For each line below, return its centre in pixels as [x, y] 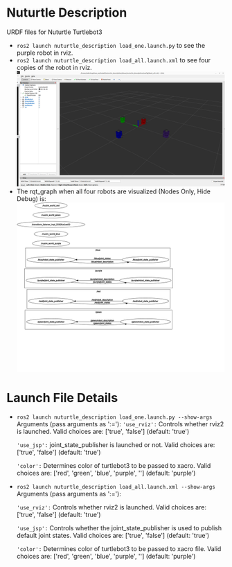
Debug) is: [31, 199]
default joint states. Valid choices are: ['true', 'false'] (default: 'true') [113, 536]
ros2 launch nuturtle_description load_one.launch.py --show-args [114, 417]
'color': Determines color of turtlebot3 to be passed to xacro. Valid [114, 466]
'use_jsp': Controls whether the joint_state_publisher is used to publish [119, 528]
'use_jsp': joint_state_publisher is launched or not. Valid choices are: [116, 445]
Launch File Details [62, 398]
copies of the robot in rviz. [54, 67]
